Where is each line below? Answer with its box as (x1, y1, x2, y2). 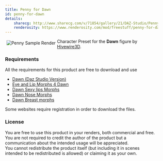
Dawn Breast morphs (12, 97, 55, 103)
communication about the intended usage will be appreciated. (5, 140, 129, 146)
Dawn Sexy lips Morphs (12, 87, 60, 92)
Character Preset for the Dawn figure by (57, 38, 137, 44)
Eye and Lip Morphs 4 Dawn (12, 81, 69, 88)
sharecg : (14, 20, 32, 26)
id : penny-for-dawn (5, 12, 45, 17)
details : (5, 16, 23, 21)
